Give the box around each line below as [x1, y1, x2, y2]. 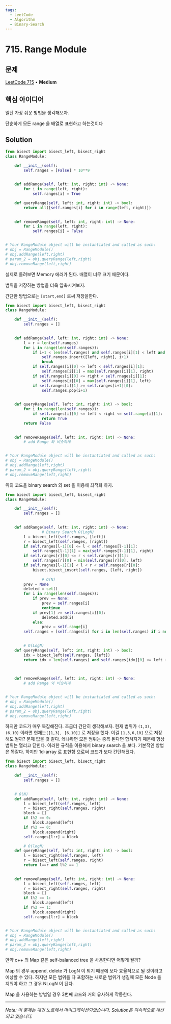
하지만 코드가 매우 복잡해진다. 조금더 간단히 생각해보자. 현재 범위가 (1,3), [5, 723, 152, 730]
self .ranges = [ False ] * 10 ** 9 [23, 168, 90, 173]
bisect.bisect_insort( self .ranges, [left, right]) [32, 567, 142, 572]
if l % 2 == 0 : [23, 815, 51, 820]
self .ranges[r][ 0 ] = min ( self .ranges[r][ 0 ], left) [32, 558, 142, 563]
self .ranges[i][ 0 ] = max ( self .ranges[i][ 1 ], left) [41, 378, 152, 383]
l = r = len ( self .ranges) [23, 340, 79, 345]
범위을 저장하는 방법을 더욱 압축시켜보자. [5, 282, 85, 288]
